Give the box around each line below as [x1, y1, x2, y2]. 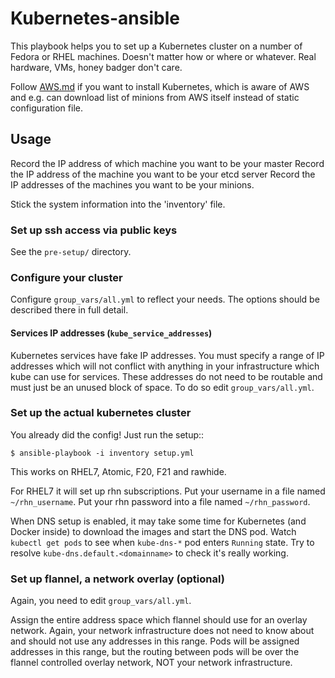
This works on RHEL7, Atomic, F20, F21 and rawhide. [10, 465, 227, 477]
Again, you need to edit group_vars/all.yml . [10, 595, 192, 607]
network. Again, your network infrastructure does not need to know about [10, 625, 315, 637]
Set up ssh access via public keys [10, 223, 178, 237]
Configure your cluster [10, 270, 123, 284]
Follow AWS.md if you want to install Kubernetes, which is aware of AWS [10, 80, 310, 92]
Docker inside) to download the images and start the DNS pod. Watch [10, 525, 297, 537]
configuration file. [10, 102, 83, 114]
